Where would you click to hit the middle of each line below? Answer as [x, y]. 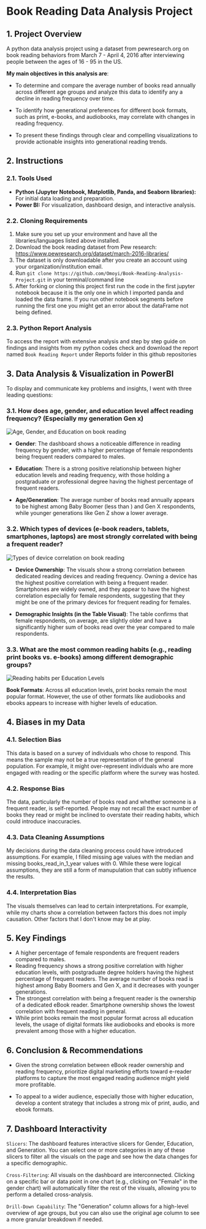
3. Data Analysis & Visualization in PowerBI [90, 374]
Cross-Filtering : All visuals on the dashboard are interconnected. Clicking [101, 1175]
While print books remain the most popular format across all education [104, 1018]
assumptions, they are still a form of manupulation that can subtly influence [101, 870]
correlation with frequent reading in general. [71, 1011]
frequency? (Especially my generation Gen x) [75, 419]
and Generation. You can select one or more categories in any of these [96, 1150]
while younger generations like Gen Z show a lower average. [92, 513]
